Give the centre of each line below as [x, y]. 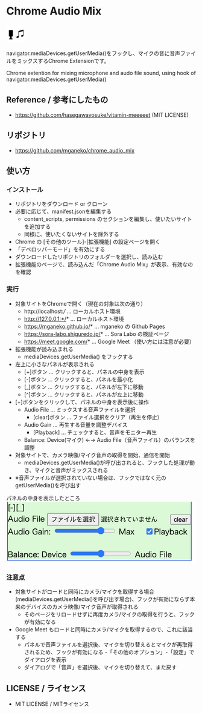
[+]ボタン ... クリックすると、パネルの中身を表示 [84, 372]
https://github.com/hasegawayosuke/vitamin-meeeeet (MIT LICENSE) [102, 115]
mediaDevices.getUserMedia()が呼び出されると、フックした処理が [107, 462]
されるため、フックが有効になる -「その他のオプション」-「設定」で [109, 652]
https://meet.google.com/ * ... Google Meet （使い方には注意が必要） [109, 341]
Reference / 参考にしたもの [57, 100]
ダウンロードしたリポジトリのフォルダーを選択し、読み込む [89, 257]
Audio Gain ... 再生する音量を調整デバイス [76, 424]
